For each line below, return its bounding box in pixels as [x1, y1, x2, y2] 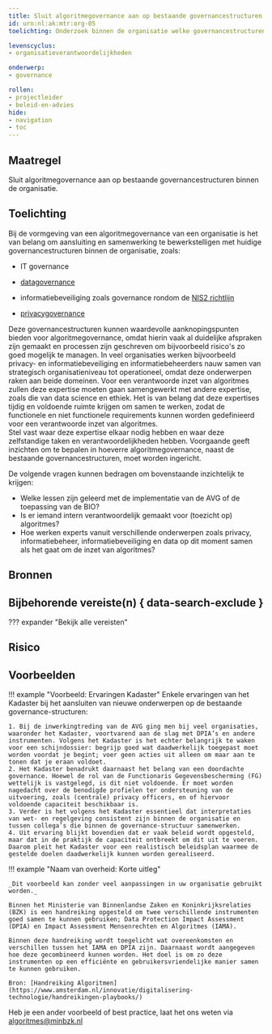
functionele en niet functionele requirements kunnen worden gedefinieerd [8, 410, 255, 419]
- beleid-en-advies [8, 100, 74, 109]
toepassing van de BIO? [19, 501, 100, 511]
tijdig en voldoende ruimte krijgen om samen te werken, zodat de [8, 402, 225, 411]
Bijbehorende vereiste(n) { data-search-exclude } [8, 596, 264, 610]
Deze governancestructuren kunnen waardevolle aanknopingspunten [8, 324, 239, 334]
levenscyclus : [8, 41, 57, 49]
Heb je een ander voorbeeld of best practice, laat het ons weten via [8, 1007, 233, 1017]
